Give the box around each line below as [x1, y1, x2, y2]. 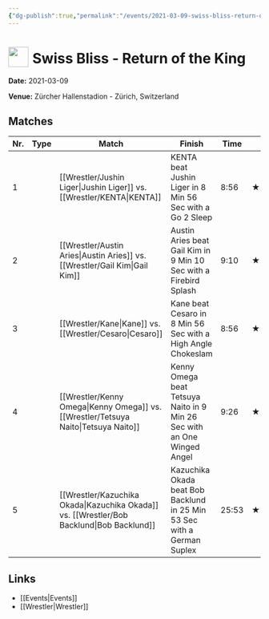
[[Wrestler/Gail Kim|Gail [58, 260, 148, 271]
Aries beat [171, 235, 210, 246]
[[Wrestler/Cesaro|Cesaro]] [58, 328, 163, 339]
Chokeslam [171, 348, 214, 359]
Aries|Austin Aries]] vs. [58, 250, 147, 261]
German [171, 535, 202, 546]
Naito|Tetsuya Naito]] [58, 422, 140, 433]
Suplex [171, 544, 197, 556]
